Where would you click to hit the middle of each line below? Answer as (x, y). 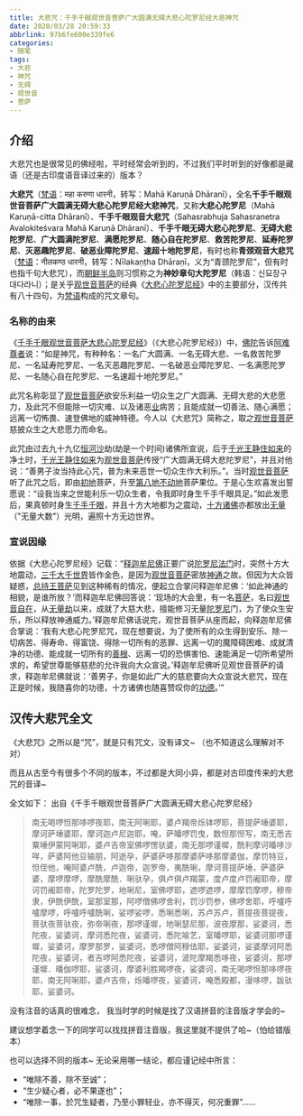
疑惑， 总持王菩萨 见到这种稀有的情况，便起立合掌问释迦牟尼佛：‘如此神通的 (149, 586)
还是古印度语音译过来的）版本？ (84, 175)
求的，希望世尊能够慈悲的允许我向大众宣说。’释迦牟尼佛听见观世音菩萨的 (143, 665)
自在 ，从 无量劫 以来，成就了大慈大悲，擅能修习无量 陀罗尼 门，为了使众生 (151, 608)
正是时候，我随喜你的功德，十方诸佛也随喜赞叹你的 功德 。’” (117, 687)
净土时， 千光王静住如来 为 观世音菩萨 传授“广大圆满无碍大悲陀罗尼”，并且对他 (151, 460)
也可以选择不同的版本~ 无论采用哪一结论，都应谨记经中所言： (124, 1060)
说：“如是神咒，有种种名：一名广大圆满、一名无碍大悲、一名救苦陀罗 (154, 354)
